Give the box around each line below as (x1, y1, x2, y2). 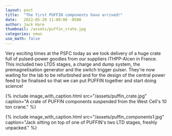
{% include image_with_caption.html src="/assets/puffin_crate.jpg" (5, 93, 147, 99)
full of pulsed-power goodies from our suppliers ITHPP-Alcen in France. (5, 55, 158, 62)
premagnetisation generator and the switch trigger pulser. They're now (5, 66, 155, 72)
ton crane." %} (5, 104, 36, 110)
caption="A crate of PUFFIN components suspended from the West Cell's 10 (5, 98, 167, 104)
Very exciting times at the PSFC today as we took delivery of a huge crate (5, 50, 161, 56)
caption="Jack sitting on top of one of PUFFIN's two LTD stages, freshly (5, 119, 158, 125)
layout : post (5, 7, 33, 13)
